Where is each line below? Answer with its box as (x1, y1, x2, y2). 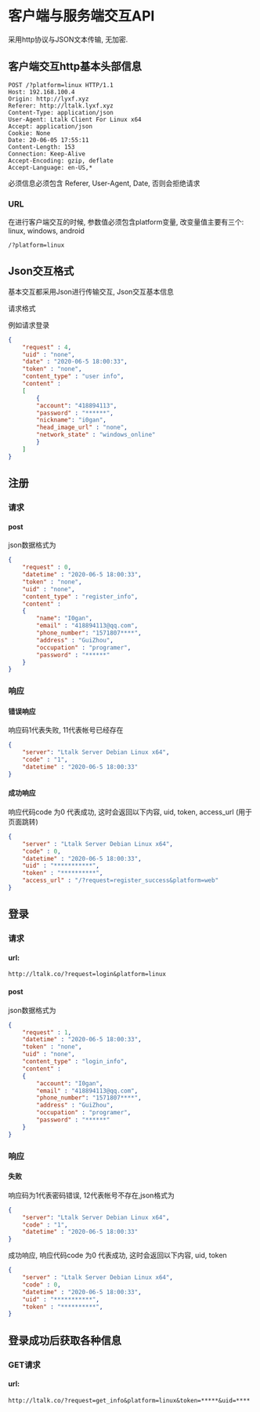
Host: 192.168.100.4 (8, 88, 76, 96)
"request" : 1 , (22, 1028, 72, 1037)
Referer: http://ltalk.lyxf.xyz (8, 101, 114, 110)
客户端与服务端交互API (8, 7, 155, 25)
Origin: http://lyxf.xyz (8, 95, 89, 103)
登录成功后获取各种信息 (8, 1333, 121, 1347)
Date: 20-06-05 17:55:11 (8, 136, 89, 144)
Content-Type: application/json (8, 108, 114, 116)
